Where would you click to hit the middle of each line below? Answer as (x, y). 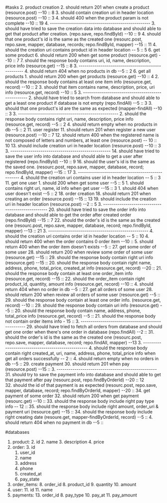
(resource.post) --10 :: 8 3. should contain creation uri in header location (80, 13)
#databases (17, 432)
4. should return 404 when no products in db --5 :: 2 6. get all (87, 71)
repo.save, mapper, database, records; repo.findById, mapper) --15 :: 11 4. (81, 44)
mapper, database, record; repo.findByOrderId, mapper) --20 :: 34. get (78, 391)
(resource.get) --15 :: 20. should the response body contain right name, (79, 263)
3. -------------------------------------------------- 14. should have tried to (83, 151)
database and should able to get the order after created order (68, 215)
